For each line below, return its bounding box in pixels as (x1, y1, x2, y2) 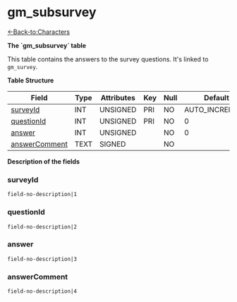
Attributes (100, 92, 135, 102)
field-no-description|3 (7, 255, 78, 262)
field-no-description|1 (7, 191, 78, 198)
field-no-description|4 (7, 288, 78, 295)
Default (203, 92, 229, 102)
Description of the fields (7, 157, 80, 166)
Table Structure (7, 75, 54, 85)
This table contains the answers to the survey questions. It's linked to (7, 54, 209, 64)
